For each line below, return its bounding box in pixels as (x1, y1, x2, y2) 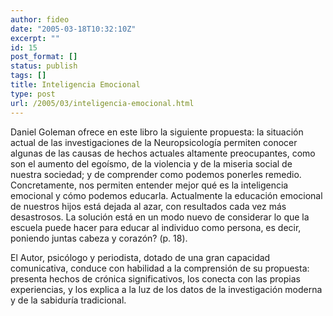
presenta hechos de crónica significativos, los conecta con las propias (10, 272, 301, 285)
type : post (10, 89, 56, 99)
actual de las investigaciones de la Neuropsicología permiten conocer (10, 136, 298, 148)
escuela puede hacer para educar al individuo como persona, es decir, (10, 221, 302, 233)
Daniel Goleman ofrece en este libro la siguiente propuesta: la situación (10, 126, 304, 138)
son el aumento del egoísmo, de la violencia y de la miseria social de (10, 157, 293, 170)
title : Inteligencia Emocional (10, 80, 141, 90)
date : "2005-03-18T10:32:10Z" (10, 24, 137, 34)
